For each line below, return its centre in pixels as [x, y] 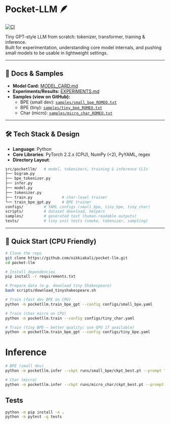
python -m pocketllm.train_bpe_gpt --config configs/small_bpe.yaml [79, 304]
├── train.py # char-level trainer [56, 197]
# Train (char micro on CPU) [36, 313]
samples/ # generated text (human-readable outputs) [71, 216]
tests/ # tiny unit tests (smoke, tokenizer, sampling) [77, 221]
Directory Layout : [31, 159]
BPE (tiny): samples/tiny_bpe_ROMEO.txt [61, 107]
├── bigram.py [20, 174]
